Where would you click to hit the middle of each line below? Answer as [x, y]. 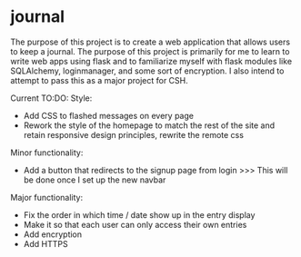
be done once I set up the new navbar [95, 180]
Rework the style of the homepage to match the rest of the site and [149, 125]
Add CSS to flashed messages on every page [109, 115]
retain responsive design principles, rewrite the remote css [134, 134]
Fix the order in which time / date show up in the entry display [139, 214]
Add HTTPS [45, 243]
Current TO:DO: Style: [51, 98]
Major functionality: [47, 197]
